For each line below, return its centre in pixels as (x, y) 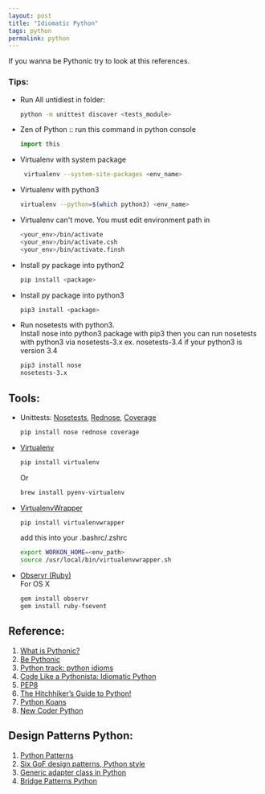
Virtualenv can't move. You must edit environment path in (115, 220)
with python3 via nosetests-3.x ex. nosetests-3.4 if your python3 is (131, 342)
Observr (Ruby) (45, 575)
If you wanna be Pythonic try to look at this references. (99, 61)
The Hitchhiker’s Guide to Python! (75, 693)
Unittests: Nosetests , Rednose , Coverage (88, 417)
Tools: (24, 398)
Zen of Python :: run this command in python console (108, 130)
